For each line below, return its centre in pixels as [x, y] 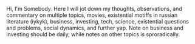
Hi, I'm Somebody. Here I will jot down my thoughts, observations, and [94, 9]
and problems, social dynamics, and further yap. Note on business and [95, 28]
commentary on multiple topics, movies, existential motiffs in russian [92, 15]
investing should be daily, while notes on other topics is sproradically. [93, 34]
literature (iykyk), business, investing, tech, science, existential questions [98, 21]
